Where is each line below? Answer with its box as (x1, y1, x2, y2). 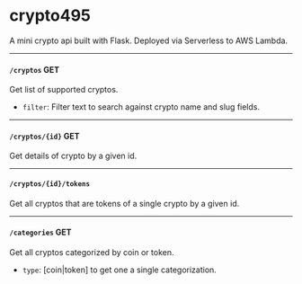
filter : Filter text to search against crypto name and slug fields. (22, 102, 261, 112)
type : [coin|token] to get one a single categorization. (22, 264, 218, 275)
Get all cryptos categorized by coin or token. (9, 246, 174, 257)
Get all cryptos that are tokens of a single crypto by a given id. (9, 198, 240, 209)
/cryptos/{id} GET (9, 130, 80, 141)
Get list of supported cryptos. (9, 84, 119, 95)
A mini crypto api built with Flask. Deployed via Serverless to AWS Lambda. (9, 35, 289, 46)
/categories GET (9, 226, 72, 238)
